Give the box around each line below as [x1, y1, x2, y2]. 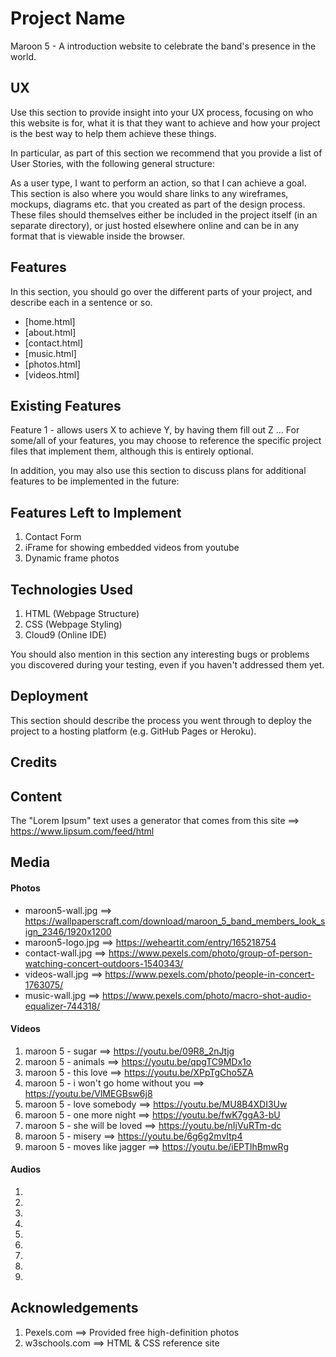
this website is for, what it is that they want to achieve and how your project [10, 117, 321, 129]
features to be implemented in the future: [10, 475, 180, 487]
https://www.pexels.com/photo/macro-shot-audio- [101, 989, 312, 1001]
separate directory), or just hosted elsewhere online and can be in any [10, 219, 300, 231]
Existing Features [10, 397, 122, 414]
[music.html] [24, 347, 77, 359]
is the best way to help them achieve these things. [10, 127, 217, 139]
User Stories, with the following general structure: [10, 157, 215, 169]
